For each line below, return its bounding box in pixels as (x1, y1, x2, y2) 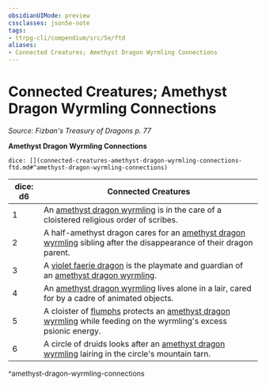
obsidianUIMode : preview (8, 11, 90, 20)
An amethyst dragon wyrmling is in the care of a (43, 204, 222, 215)
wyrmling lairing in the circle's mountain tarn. (43, 348, 211, 359)
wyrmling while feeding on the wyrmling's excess (43, 315, 227, 326)
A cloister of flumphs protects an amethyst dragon (43, 305, 231, 316)
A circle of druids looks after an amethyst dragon (43, 338, 226, 349)
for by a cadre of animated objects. (43, 292, 174, 303)
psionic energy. (43, 325, 101, 336)
